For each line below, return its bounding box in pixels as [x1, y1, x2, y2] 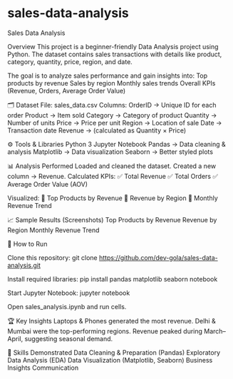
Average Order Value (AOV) [7, 180, 88, 188]
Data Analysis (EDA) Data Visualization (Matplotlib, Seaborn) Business [7, 355, 213, 364]
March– [204, 326, 227, 336]
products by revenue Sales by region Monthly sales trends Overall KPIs [7, 78, 216, 87]
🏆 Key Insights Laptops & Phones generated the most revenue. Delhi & [7, 316, 216, 325]
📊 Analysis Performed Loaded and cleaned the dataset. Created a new [7, 162, 216, 170]
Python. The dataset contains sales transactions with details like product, [7, 50, 222, 58]
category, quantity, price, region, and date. [7, 57, 133, 66]
